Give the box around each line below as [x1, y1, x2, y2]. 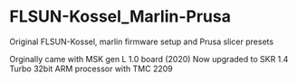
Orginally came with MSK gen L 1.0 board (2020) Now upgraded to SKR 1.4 [9, 53, 289, 64]
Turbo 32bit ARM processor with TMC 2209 [9, 63, 174, 74]
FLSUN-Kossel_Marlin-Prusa [9, 6, 231, 27]
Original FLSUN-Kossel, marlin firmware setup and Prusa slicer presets [9, 36, 274, 47]
